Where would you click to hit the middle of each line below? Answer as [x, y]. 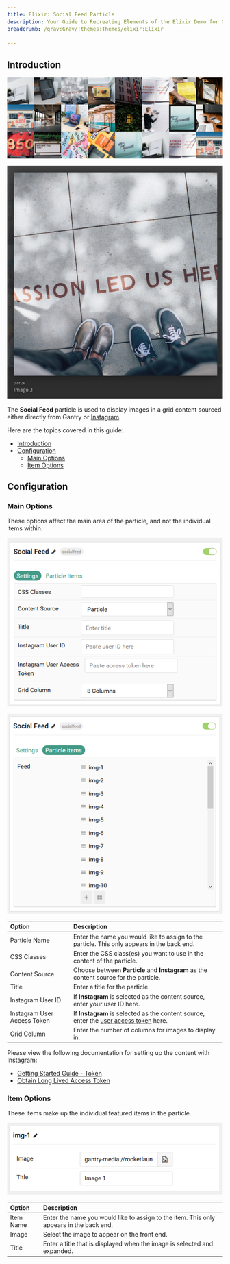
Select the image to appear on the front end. [105, 1235]
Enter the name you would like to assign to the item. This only [129, 1217]
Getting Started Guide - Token [60, 1073]
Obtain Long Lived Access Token [64, 1080]
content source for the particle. [117, 978]
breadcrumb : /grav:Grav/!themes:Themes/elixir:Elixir [86, 29]
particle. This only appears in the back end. [134, 944]
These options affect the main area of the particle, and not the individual [109, 521]
